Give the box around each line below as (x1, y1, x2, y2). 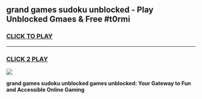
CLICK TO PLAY (6, 32, 53, 41)
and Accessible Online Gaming (6, 86, 85, 93)
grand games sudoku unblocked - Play (6, 5, 154, 15)
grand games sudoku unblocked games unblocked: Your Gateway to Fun (6, 79, 191, 86)
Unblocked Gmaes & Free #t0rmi (6, 14, 130, 25)
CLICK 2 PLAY (6, 55, 48, 63)
